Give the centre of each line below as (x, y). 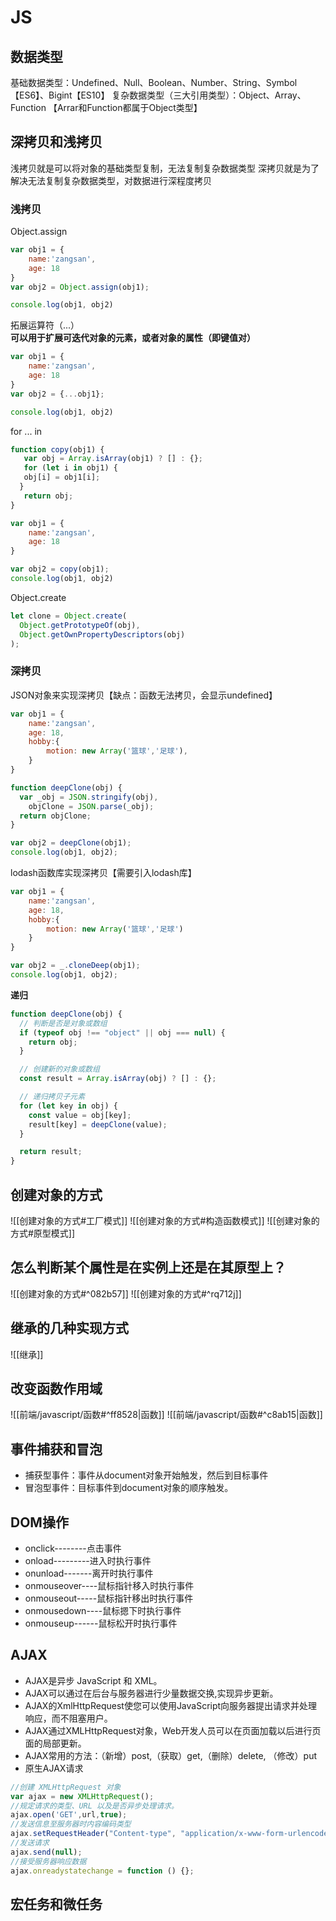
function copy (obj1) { (57, 449)
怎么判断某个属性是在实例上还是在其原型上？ (148, 1267)
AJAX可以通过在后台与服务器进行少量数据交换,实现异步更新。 (151, 1693)
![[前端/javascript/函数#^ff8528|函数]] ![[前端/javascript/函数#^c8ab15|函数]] (166, 1415)
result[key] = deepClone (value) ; (98, 1124)
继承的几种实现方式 (69, 1328)
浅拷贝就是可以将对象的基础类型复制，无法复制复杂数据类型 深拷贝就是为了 (165, 168)
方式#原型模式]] (43, 1233)
